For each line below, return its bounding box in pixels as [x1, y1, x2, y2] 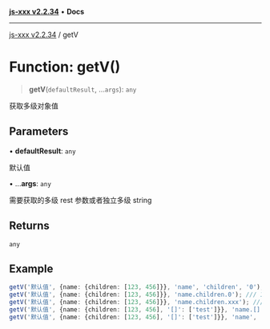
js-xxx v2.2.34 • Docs [9, 7, 85, 16]
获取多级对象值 [9, 100, 58, 111]
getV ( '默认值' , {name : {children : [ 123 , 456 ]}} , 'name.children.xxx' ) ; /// [9, 299, 264, 307]
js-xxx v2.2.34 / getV [9, 30, 79, 39]
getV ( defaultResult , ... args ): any [28, 84, 137, 94]
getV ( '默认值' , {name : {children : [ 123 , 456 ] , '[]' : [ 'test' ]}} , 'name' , [9, 313, 257, 321]
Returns [9, 219, 50, 233]
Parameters [9, 124, 69, 139]
